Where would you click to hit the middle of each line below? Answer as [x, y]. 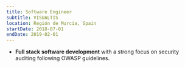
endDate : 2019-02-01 [33, 35]
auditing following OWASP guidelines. [62, 58]
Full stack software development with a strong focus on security [97, 52]
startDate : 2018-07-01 [35, 29]
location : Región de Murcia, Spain [51, 23]
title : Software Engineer [39, 12]
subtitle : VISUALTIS [33, 18]
